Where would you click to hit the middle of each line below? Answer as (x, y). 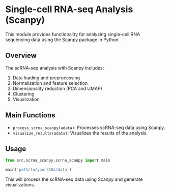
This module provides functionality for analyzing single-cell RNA (73, 34)
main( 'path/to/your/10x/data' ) (38, 170)
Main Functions (30, 115)
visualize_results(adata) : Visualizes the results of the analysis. (80, 133)
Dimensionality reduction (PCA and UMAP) (58, 88)
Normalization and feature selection (50, 83)
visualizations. (20, 185)
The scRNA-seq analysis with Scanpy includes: (55, 68)
